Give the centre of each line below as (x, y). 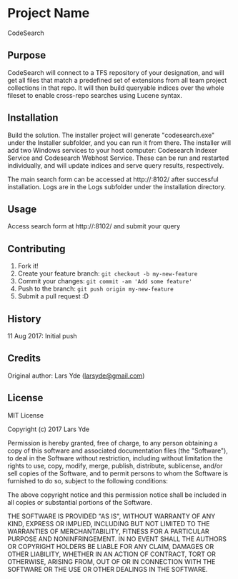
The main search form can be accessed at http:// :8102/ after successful (113, 179)
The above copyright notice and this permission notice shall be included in (117, 495)
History (24, 319)
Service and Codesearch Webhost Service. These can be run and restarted (118, 158)
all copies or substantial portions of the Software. (80, 502)
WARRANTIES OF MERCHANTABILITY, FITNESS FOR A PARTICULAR (108, 531)
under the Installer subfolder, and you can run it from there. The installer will (119, 142)
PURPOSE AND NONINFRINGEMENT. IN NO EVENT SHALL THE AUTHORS (117, 539)
